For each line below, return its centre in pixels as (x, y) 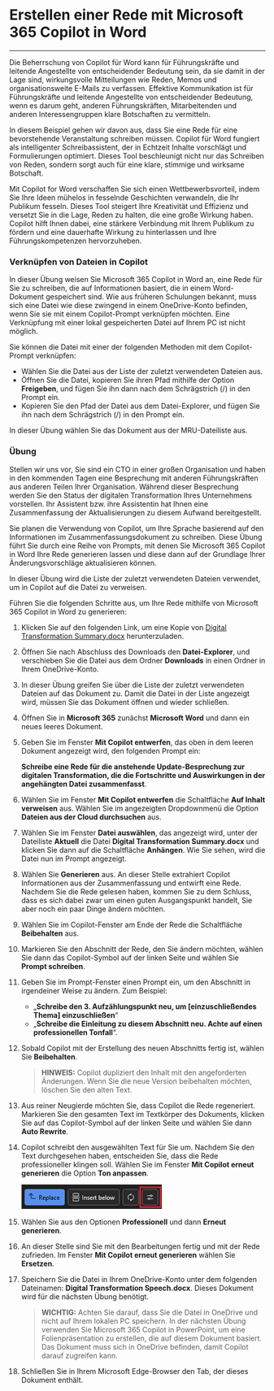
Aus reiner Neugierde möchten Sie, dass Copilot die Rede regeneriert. (138, 1105)
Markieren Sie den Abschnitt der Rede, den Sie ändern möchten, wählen (142, 949)
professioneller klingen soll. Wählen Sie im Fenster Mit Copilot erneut (137, 1164)
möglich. (24, 332)
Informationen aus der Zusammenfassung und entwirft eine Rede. (131, 883)
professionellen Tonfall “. (75, 1032)
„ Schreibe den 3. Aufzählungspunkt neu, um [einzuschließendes (145, 1006)
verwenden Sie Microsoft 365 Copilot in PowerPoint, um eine (144, 1329)
